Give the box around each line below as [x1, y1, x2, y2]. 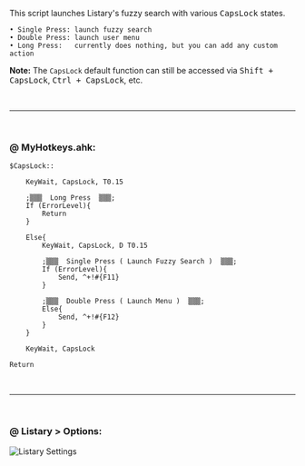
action [9, 49, 34, 58]
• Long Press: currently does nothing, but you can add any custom [9, 41, 279, 50]
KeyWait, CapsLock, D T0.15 [42, 241, 148, 251]
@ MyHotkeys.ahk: [9, 141, 96, 154]
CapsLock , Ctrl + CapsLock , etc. [9, 74, 143, 85]
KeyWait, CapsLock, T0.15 [25, 177, 124, 187]
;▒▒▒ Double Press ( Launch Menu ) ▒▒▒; [42, 297, 205, 306]
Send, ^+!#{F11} [57, 273, 120, 283]
